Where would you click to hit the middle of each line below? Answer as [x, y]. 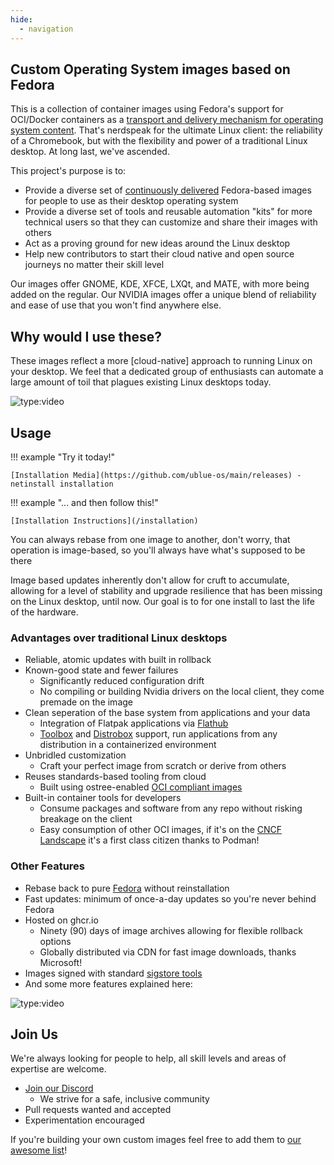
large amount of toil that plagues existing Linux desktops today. [141, 382]
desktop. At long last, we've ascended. [90, 152]
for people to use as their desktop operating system [131, 201]
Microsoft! [61, 962]
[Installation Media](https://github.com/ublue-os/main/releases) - [156, 475]
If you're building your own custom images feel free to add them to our [156, 1140]
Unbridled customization [75, 755]
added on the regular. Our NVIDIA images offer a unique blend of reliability [163, 295]
